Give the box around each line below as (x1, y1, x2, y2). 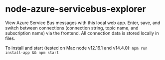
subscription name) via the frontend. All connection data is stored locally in (5, 30, 160, 36)
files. (5, 35, 15, 41)
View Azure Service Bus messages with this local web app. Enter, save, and (5, 20, 161, 26)
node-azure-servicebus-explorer (5, 3, 146, 15)
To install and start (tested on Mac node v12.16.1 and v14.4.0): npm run (5, 45, 148, 51)
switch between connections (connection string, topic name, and (5, 25, 139, 30)
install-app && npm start (5, 50, 59, 55)
